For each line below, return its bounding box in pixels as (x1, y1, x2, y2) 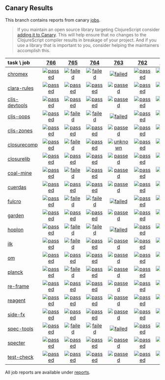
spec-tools (7, 325, 33, 332)
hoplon (7, 226, 24, 233)
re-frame (7, 283, 29, 289)
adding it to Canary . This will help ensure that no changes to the (17, 32, 146, 37)
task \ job (7, 59, 30, 66)
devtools (7, 102, 28, 109)
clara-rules (7, 85, 34, 92)
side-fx (7, 311, 26, 318)
